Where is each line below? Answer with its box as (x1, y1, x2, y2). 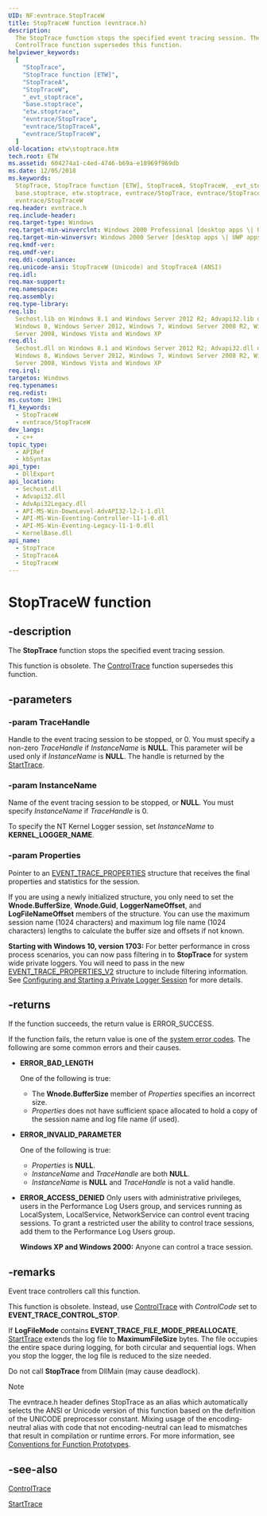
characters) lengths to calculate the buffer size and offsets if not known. (8, 926, 245, 935)
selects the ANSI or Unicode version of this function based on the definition (8, 1405, 256, 1416)
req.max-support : (8, 278, 66, 286)
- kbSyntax (15, 455, 52, 464)
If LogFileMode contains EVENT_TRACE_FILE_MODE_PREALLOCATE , (8, 1326, 238, 1335)
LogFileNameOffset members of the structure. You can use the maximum (8, 908, 250, 919)
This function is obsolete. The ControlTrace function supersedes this (8, 661, 234, 671)
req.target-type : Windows (8, 219, 94, 227)
